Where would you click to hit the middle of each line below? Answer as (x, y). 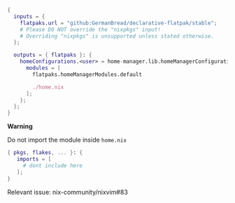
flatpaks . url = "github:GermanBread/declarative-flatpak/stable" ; (119, 23)
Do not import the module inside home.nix (67, 140)
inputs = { (29, 16)
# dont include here (52, 165)
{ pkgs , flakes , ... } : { (45, 153)
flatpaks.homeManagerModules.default (87, 74)
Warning (20, 126)
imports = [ (34, 159)
